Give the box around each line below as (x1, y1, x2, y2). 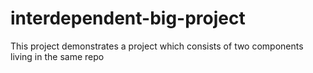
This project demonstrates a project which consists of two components (10, 40, 304, 52)
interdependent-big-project (10, 7, 246, 30)
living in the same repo (10, 50, 105, 62)
